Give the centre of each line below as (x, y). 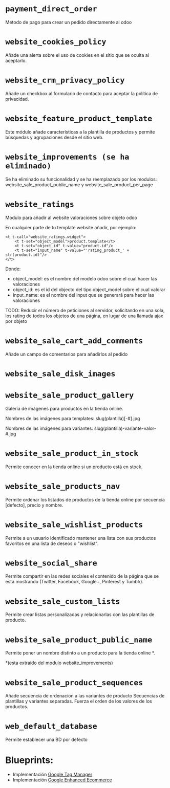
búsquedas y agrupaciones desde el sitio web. (55, 137)
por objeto (16, 321)
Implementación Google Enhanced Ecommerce (62, 780)
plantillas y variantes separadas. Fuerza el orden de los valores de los (79, 701)
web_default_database (51, 726)
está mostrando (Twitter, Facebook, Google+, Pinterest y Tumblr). (75, 582)
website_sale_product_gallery (70, 395)
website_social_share (51, 563)
